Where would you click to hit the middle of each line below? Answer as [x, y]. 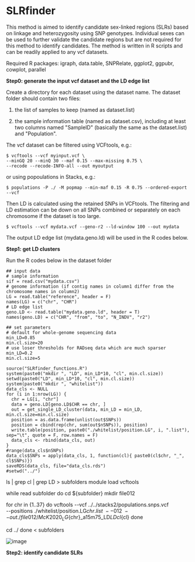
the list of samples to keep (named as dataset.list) [75, 110]
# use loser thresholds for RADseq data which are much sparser [86, 348]
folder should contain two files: [43, 98]
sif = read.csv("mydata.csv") [43, 281]
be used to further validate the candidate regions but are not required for [94, 39]
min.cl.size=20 [25, 343]
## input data [23, 271]
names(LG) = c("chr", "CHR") [42, 302]
